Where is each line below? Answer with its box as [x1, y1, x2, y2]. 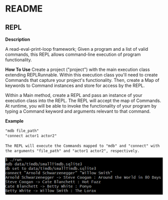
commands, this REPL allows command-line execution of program [5, 51, 141, 57]
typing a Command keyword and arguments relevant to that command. [5, 109, 151, 114]
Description [5, 36, 30, 42]
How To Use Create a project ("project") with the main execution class [5, 66, 150, 72]
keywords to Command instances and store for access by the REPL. [5, 82, 145, 88]
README [5, 3, 43, 15]
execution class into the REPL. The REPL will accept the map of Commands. [5, 97, 161, 104]
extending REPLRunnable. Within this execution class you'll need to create [5, 72, 158, 78]
